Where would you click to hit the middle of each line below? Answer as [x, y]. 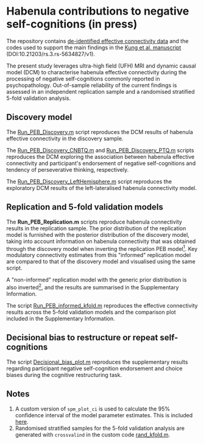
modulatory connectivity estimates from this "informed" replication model [99, 255]
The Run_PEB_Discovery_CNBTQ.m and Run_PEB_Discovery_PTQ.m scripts [100, 150]
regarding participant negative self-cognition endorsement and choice [94, 368]
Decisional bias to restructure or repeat [82, 338]
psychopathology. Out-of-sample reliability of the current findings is [92, 85]
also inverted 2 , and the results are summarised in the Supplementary [93, 287]
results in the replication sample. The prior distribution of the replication [96, 228]
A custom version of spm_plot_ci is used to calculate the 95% [93, 409]
